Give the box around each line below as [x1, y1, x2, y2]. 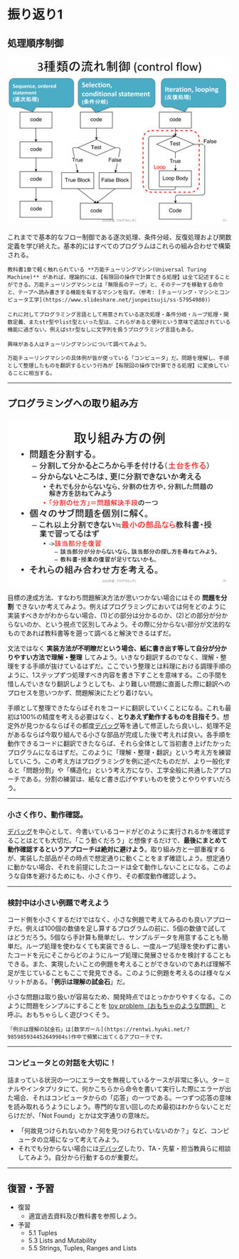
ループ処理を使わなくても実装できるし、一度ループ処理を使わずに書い [26, 942, 230, 950]
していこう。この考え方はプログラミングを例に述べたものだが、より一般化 [7, 757, 225, 765]
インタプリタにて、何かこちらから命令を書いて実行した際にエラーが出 [26, 1084, 231, 1093]
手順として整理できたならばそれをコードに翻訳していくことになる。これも [7, 703, 225, 712]
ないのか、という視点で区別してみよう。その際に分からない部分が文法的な [13, 620, 231, 628]
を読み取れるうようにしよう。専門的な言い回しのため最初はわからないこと [7, 1102, 225, 1110]
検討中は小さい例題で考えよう [7, 898, 110, 908]
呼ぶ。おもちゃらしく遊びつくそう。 [7, 1011, 114, 1019]
